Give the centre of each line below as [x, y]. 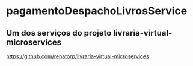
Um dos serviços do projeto [59, 33]
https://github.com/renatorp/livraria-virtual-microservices [78, 56]
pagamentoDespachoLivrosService [97, 11]
